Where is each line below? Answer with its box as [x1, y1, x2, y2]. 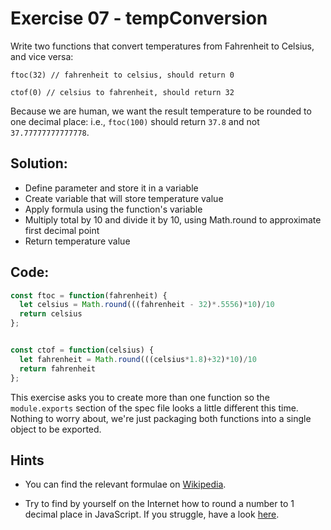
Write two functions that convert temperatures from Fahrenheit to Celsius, [10, 40, 315, 52]
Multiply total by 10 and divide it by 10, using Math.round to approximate [24, 213, 322, 226]
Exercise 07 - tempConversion [10, 7, 268, 30]
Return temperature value [24, 235, 131, 247]
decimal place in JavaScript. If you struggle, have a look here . [24, 508, 280, 521]
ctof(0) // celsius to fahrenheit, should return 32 [10, 87, 235, 97]
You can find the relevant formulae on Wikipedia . [24, 478, 227, 491]
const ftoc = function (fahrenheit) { [10, 290, 168, 301]
